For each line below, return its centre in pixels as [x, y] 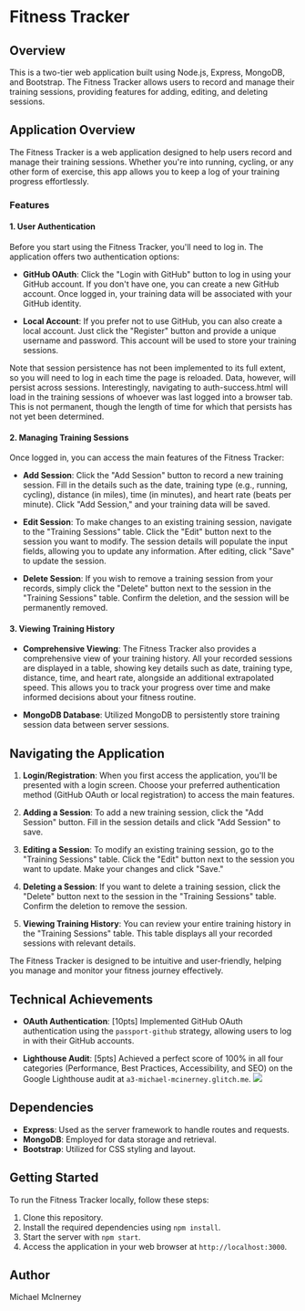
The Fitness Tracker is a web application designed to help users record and [151, 152]
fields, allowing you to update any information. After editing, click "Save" [158, 551]
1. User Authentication [52, 226]
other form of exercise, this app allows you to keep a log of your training [145, 172]
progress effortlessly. [49, 181]
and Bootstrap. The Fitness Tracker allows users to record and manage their [152, 82]
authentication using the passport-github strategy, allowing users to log [157, 1031]
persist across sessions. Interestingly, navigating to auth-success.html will [149, 387]
